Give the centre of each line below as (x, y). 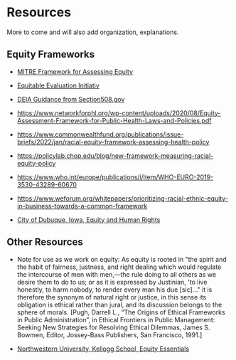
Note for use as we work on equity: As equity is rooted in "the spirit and (122, 259)
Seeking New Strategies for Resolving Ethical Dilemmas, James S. (113, 327)
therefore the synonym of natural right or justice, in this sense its (112, 297)
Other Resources (45, 242)
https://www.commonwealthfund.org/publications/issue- (100, 134)
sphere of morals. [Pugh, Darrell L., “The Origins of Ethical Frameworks (121, 312)
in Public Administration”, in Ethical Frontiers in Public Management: (116, 319)
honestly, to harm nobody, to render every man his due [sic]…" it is (114, 290)
